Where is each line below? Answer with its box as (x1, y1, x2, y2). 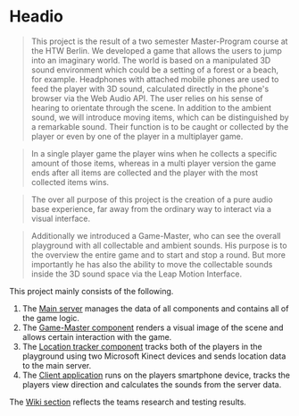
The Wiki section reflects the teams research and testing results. (9, 396, 247, 407)
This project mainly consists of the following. (9, 285, 174, 296)
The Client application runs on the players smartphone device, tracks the (21, 369, 291, 380)
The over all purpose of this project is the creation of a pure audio (30, 194, 274, 205)
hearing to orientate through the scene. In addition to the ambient (30, 102, 272, 113)
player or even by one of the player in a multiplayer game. (30, 131, 244, 141)
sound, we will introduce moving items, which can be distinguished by (30, 112, 289, 123)
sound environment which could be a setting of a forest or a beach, (30, 64, 279, 75)
